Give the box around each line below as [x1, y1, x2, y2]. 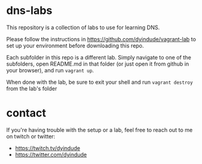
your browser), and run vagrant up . [6, 66, 94, 73]
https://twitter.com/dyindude [15, 151, 87, 158]
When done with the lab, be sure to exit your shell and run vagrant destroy [6, 78, 193, 86]
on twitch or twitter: [6, 132, 56, 140]
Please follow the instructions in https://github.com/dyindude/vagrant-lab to [6, 35, 196, 43]
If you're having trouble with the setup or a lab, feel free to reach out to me [6, 126, 193, 134]
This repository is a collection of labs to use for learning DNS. [6, 24, 160, 31]
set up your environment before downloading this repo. [6, 42, 144, 49]
